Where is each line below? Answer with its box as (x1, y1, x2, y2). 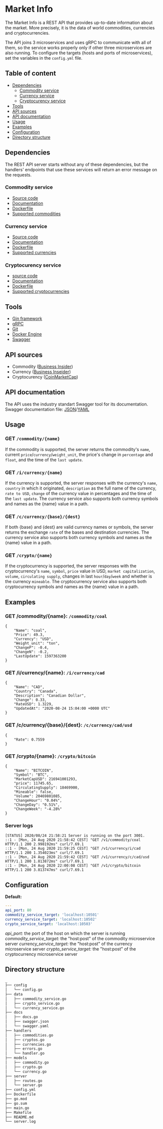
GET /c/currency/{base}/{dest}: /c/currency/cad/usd (5, 722, 133, 728)
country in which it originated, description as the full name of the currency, (5, 485, 157, 491)
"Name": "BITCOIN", (14, 768, 54, 773)
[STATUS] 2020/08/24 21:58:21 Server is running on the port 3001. (5, 833, 145, 838)
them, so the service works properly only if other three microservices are (5, 45, 152, 50)
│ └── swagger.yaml (5, 1024, 49, 1029)
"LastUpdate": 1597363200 (14, 654, 67, 659)
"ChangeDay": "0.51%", (14, 802, 60, 808)
